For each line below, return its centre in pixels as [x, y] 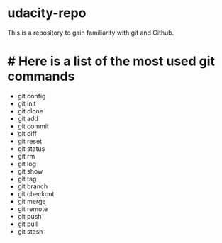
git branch [33, 186]
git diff [27, 133]
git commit [33, 126]
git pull [27, 224]
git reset [30, 141]
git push [29, 216]
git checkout [36, 193]
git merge [32, 201]
